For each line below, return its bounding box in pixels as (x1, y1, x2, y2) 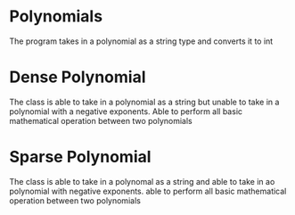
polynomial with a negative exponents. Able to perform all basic (9, 105, 243, 117)
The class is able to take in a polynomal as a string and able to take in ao (9, 176, 275, 186)
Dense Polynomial (9, 67, 146, 87)
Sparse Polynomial (9, 147, 152, 167)
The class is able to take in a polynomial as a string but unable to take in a (9, 96, 280, 107)
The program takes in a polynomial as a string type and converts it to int (9, 36, 274, 46)
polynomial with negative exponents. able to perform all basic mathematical (9, 186, 287, 196)
